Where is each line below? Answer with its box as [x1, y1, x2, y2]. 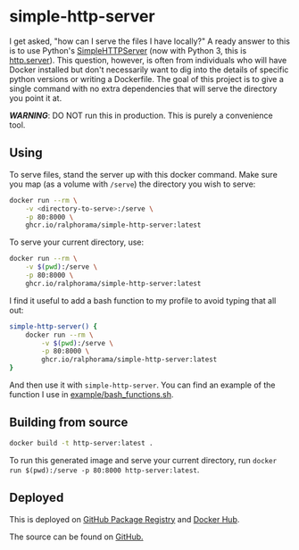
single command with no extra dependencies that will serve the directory [9, 83, 278, 94]
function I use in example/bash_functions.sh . [9, 389, 174, 399]
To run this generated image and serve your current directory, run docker [9, 454, 278, 465]
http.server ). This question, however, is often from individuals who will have [9, 54, 287, 65]
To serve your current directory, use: [9, 237, 145, 247]
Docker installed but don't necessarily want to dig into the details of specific [9, 64, 289, 75]
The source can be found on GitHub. [9, 531, 145, 542]
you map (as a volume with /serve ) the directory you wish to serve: [9, 179, 256, 189]
